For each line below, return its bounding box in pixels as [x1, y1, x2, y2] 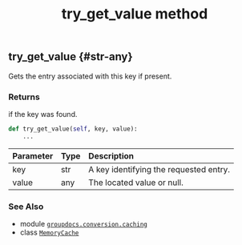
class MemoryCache [19, 227, 79, 237]
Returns [8, 91, 40, 102]
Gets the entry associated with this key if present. [8, 71, 172, 81]
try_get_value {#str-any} [8, 50, 134, 64]
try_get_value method [61, 5, 208, 23]
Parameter [12, 150, 54, 161]
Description [87, 150, 135, 161]
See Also [8, 201, 44, 212]
